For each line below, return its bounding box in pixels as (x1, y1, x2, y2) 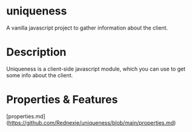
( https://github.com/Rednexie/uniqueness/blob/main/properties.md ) (6, 119, 176, 126)
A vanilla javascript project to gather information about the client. (6, 24, 168, 31)
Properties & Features (6, 93, 118, 107)
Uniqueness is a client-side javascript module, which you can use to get (6, 65, 186, 72)
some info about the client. (6, 71, 73, 79)
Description (6, 45, 67, 59)
